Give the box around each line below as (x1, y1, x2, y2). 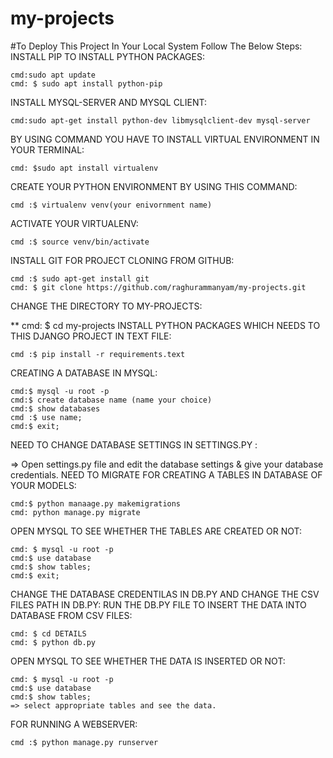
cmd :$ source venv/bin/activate (10, 237, 150, 247)
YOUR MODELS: (10, 479, 77, 491)
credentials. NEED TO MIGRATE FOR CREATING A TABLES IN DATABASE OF (10, 468, 323, 481)
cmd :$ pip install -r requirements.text (10, 349, 186, 359)
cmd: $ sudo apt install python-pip (10, 78, 163, 89)
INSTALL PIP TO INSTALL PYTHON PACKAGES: (10, 50, 205, 62)
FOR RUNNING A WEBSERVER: (10, 718, 138, 730)
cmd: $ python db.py (10, 637, 97, 647)
